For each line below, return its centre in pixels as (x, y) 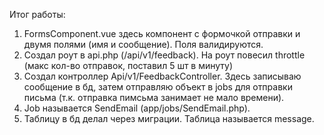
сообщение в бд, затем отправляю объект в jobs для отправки (158, 87)
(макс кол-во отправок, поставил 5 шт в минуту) (128, 65)
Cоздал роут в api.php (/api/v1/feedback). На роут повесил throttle (164, 55)
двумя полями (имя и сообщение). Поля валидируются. (143, 44)
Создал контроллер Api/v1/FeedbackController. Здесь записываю (162, 76)
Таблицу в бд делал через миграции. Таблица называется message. (169, 118)
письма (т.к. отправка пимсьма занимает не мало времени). (154, 97)
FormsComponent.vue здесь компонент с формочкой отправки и (162, 33)
